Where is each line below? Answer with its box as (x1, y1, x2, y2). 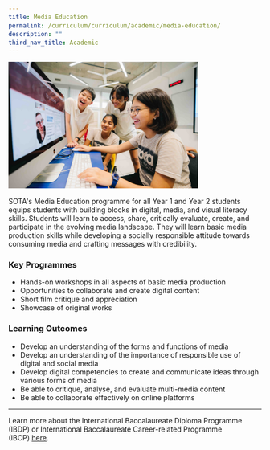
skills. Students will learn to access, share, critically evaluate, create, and (8, 214, 250, 223)
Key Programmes (8, 259, 78, 270)
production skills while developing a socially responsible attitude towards (8, 231, 251, 240)
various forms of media (19, 375, 98, 385)
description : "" (8, 30, 63, 38)
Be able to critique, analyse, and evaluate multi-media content (19, 384, 226, 394)
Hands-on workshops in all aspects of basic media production (19, 277, 227, 287)
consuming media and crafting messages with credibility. (8, 239, 198, 248)
